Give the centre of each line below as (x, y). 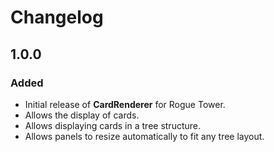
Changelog (57, 17)
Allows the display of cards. (82, 115)
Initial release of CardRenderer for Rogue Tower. (125, 104)
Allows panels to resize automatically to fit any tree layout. (144, 136)
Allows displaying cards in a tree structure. (113, 125)
